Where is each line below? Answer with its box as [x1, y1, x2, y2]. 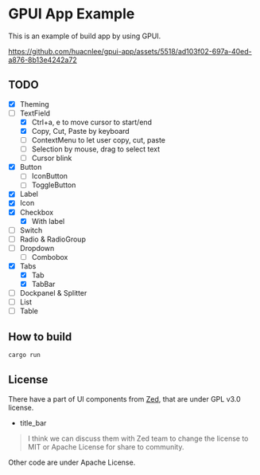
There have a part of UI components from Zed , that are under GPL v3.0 [8, 394, 241, 403]
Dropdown [19, 243, 55, 253]
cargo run [8, 351, 41, 359]
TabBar [31, 280, 56, 289]
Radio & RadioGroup [19, 234, 86, 244]
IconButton [31, 171, 68, 181]
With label [31, 216, 65, 226]
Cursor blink [31, 153, 72, 163]
